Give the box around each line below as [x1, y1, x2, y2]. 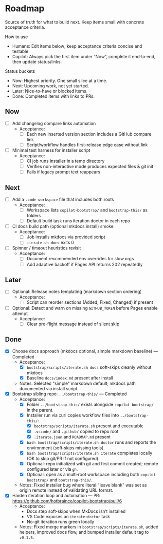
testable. [12, 48, 30, 54]
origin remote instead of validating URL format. [19, 487, 113, 493]
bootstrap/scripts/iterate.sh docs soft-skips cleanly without [26, 364, 152, 370]
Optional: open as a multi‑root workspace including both [26, 472, 140, 478]
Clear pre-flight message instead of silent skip [26, 321, 120, 327]
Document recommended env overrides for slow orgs [26, 256, 134, 262]
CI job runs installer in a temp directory [26, 158, 105, 164]
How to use [5, 34, 28, 40]
